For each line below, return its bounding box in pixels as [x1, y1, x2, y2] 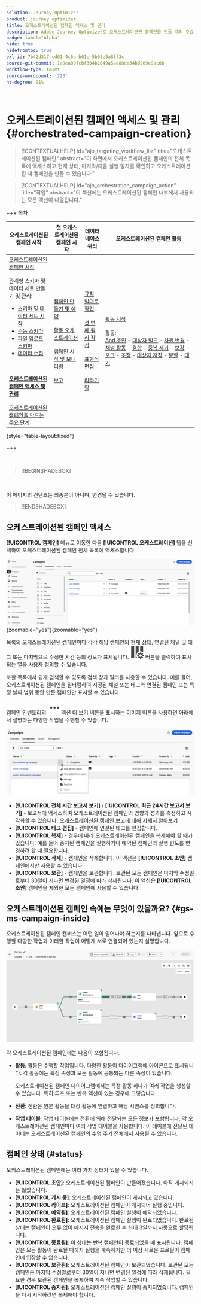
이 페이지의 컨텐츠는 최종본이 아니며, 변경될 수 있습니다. [6, 491, 136, 499]
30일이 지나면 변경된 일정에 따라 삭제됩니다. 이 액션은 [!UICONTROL [31, 877, 192, 884]
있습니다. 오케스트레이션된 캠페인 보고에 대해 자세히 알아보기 [37, 817, 178, 824]
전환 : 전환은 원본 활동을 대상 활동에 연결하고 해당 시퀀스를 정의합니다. [14, 1102, 176, 1110]
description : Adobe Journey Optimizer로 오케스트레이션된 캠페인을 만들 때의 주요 [6, 29, 194, 35]
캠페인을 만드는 [8, 411, 44, 418]
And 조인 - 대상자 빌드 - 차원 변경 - [105, 337, 190, 344]
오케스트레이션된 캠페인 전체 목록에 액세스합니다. [22, 546, 136, 554]
